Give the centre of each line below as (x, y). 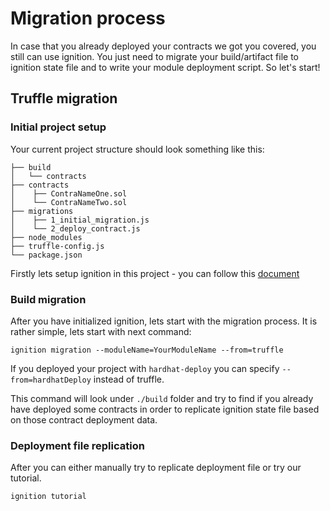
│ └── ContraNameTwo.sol (69, 202)
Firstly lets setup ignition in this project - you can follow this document (155, 273)
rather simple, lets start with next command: (101, 331)
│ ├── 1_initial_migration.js (80, 220)
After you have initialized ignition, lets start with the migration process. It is (164, 321)
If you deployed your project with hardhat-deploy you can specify (145, 368)
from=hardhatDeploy (51, 380)
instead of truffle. (129, 379)
